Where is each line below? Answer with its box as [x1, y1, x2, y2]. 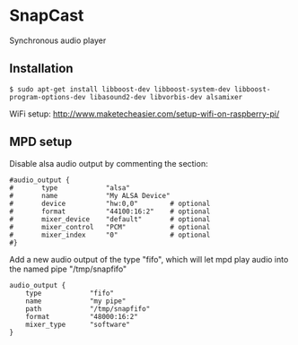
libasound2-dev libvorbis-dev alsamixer [89, 92, 243, 101]
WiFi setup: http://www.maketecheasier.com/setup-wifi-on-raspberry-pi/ [9, 108, 280, 119]
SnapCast [9, 5, 84, 26]
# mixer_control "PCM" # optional [9, 222, 211, 231]
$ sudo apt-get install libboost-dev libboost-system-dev [9, 84, 231, 94]
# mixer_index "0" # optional [9, 230, 211, 239]
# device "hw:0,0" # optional [9, 199, 211, 208]
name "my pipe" [25, 297, 127, 306]
